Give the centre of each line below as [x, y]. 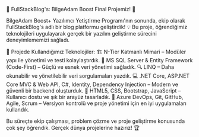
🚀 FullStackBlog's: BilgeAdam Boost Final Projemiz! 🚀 [71, 9]
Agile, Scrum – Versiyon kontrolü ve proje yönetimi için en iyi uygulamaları [97, 103]
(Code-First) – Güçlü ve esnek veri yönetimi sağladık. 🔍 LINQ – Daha [90, 67]
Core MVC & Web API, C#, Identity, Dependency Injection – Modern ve [92, 84]
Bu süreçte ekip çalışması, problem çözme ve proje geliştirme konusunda [96, 121]
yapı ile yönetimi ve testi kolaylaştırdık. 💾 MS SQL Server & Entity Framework [99, 60]
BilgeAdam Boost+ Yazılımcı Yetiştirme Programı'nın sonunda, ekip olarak [96, 20]
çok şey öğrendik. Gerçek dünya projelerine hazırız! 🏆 [73, 128]
